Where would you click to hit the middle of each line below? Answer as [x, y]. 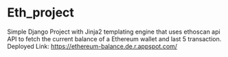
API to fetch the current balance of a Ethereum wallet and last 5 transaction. [114, 38]
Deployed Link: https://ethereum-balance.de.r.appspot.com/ [92, 46]
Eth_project [41, 13]
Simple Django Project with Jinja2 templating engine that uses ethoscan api [114, 32]
